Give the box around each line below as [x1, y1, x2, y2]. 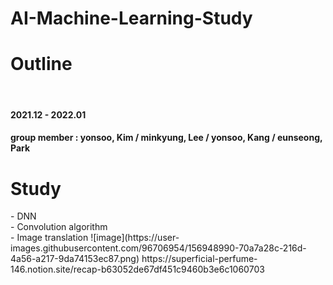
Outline [10, 53, 73, 76]
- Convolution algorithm [10, 221, 108, 233]
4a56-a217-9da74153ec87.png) [10, 253, 140, 265]
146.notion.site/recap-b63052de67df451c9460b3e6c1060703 [10, 263, 265, 276]
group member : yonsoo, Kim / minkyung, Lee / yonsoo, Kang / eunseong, [10, 132, 323, 144]
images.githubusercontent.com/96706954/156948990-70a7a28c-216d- [10, 242, 307, 254]
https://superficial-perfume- [141, 253, 258, 265]
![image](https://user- [90, 232, 180, 244]
